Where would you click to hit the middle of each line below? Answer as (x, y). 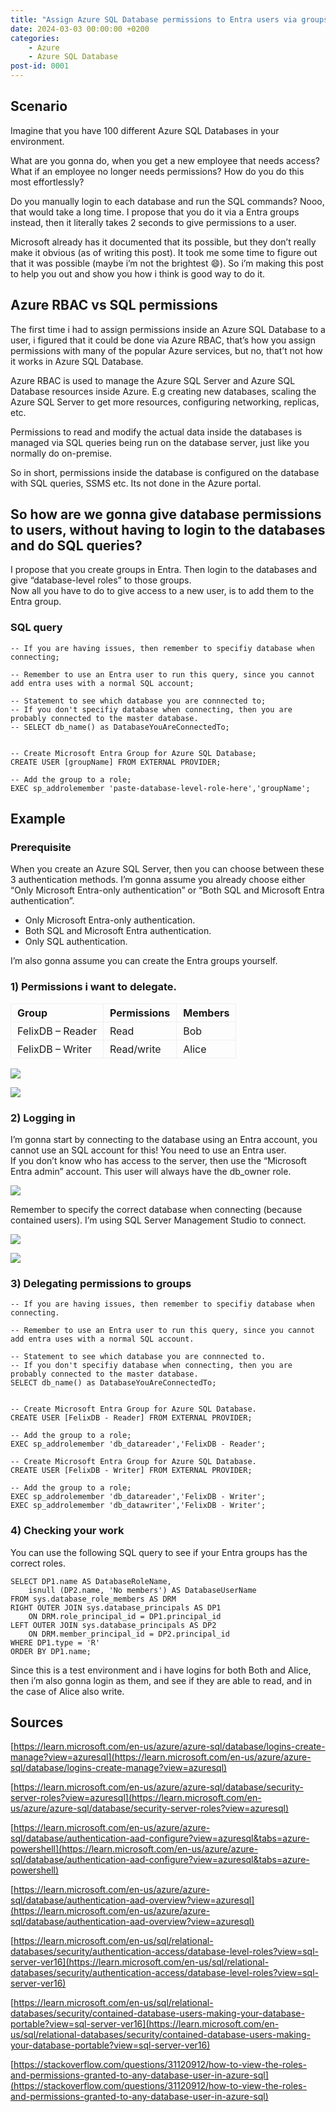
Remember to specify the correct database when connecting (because (156, 1210)
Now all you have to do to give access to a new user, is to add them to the (162, 591)
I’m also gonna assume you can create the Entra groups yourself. (144, 961)
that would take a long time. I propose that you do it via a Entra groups (155, 212)
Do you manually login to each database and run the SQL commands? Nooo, (167, 201)
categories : (35, 38)
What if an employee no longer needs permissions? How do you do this (157, 171)
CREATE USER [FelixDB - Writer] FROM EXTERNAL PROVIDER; (131, 1471)
